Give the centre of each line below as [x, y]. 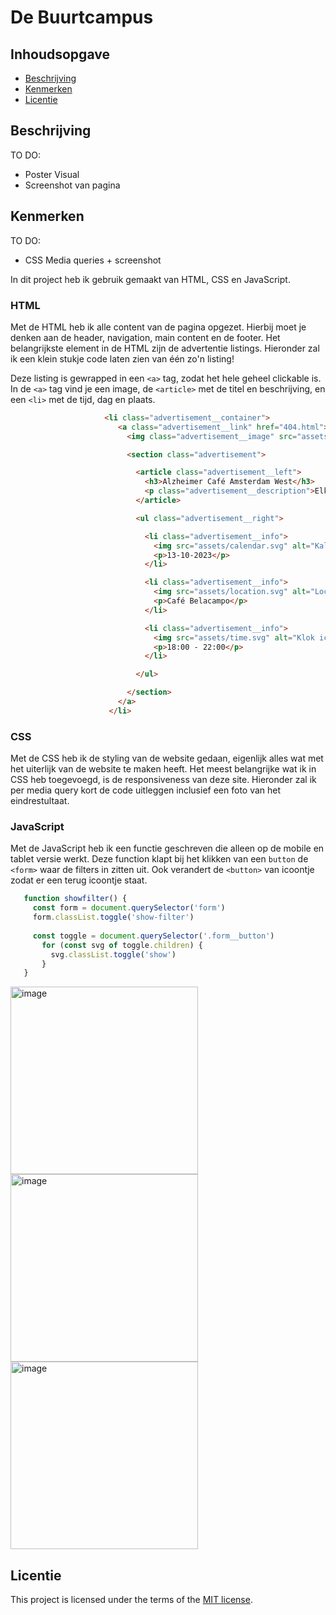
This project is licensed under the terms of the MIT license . [131, 1600]
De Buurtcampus [82, 17]
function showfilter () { [75, 899]
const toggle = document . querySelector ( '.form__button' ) [153, 936]
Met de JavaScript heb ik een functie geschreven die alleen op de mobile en [167, 848]
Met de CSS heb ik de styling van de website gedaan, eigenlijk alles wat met [167, 758]
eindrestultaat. [40, 801]
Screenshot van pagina [72, 185]
